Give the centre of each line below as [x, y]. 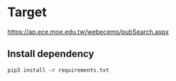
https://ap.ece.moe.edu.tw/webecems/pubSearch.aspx [88, 32]
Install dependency [51, 54]
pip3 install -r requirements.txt [59, 70]
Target [27, 12]
